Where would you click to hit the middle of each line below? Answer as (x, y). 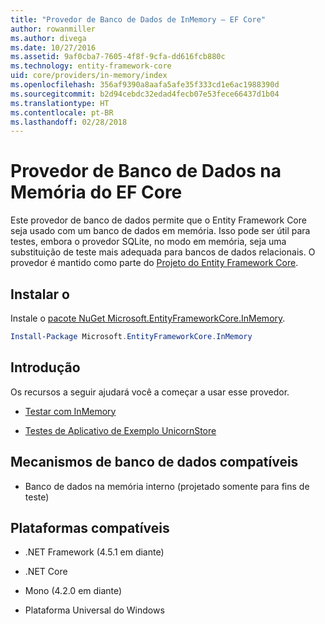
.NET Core (46, 572)
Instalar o (40, 294)
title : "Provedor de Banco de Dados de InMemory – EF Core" (138, 19)
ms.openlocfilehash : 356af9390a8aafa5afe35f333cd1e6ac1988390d (145, 85)
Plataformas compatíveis (90, 527)
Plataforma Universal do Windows (94, 610)
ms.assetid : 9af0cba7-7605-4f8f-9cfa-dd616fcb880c (118, 57)
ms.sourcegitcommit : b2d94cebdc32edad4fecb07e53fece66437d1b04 (145, 94)
